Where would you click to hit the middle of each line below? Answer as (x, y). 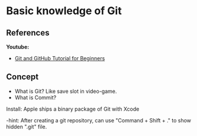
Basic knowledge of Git (64, 11)
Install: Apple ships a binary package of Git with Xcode (73, 109)
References (28, 33)
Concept (22, 77)
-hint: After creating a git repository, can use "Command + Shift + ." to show (98, 120)
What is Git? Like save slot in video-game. (66, 91)
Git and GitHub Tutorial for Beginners (60, 58)
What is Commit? (35, 97)
